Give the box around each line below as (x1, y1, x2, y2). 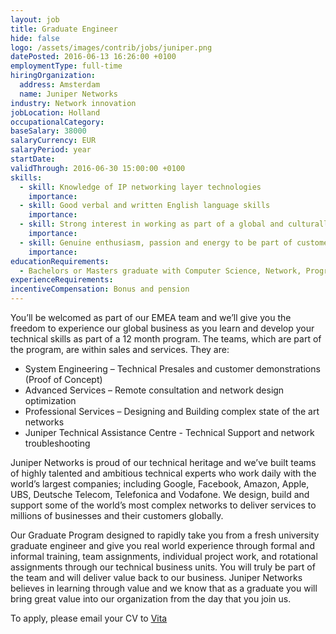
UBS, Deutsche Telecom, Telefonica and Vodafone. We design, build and (10, 489, 310, 500)
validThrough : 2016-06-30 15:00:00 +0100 (10, 163, 186, 173)
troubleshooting (24, 437, 91, 449)
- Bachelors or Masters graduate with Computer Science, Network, (19, 266, 302, 276)
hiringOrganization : (10, 71, 97, 81)
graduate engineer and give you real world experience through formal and (10, 540, 315, 551)
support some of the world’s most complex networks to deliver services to (10, 499, 317, 511)
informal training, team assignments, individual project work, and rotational (10, 551, 318, 562)
